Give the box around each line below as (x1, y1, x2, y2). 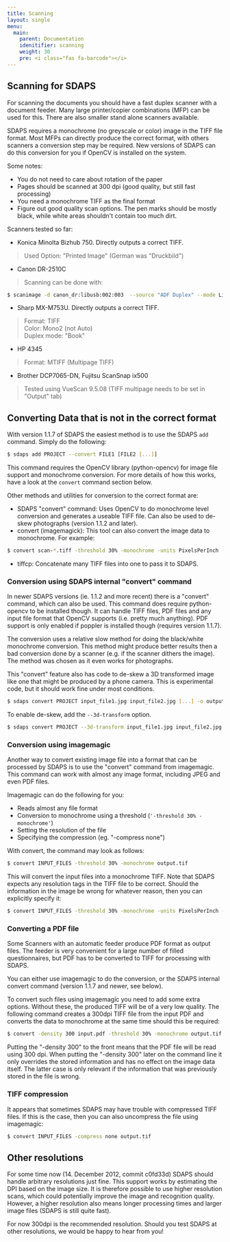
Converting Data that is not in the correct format (7, 412, 217, 423)
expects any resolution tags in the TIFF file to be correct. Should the (7, 880, 199, 888)
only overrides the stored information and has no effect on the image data (7, 1058, 216, 1066)
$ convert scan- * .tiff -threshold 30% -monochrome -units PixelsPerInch (7, 547, 219, 554)
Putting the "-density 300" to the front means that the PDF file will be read (7, 1043, 217, 1052)
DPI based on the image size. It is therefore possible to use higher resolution (7, 1185, 222, 1193)
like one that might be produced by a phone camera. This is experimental (7, 678, 214, 686)
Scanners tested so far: (7, 225, 73, 233)
